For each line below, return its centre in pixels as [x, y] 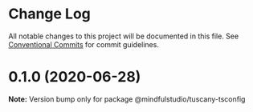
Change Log [49, 14]
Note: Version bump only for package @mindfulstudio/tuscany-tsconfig [127, 99]
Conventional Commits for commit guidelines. [84, 44]
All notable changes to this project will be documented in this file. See [124, 36]
